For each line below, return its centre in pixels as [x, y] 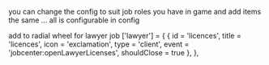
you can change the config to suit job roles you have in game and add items [135, 12]
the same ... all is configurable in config [74, 20]
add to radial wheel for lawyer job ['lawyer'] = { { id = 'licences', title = [125, 36]
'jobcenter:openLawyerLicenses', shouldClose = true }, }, [104, 53]
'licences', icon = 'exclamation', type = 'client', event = [99, 44]
